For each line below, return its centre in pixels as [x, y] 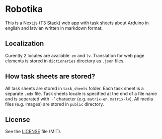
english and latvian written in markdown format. [54, 28]
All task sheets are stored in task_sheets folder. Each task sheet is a [75, 88]
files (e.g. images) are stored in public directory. [55, 104]
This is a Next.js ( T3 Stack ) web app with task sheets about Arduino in [77, 23]
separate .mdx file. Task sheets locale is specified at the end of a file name [81, 93]
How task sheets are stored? [50, 76]
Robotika [24, 9]
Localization [25, 44]
